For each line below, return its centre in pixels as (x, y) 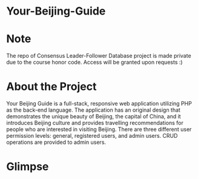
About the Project (51, 87)
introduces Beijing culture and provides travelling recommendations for (95, 123)
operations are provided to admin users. (56, 142)
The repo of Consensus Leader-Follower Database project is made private (99, 56)
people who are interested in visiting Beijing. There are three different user (99, 129)
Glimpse (28, 167)
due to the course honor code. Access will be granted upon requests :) (94, 62)
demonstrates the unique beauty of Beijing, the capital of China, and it (94, 117)
